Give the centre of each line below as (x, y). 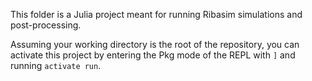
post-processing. (46, 25)
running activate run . (56, 65)
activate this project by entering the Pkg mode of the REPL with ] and (153, 55)
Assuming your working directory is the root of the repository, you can (155, 44)
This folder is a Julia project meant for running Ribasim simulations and (156, 14)
